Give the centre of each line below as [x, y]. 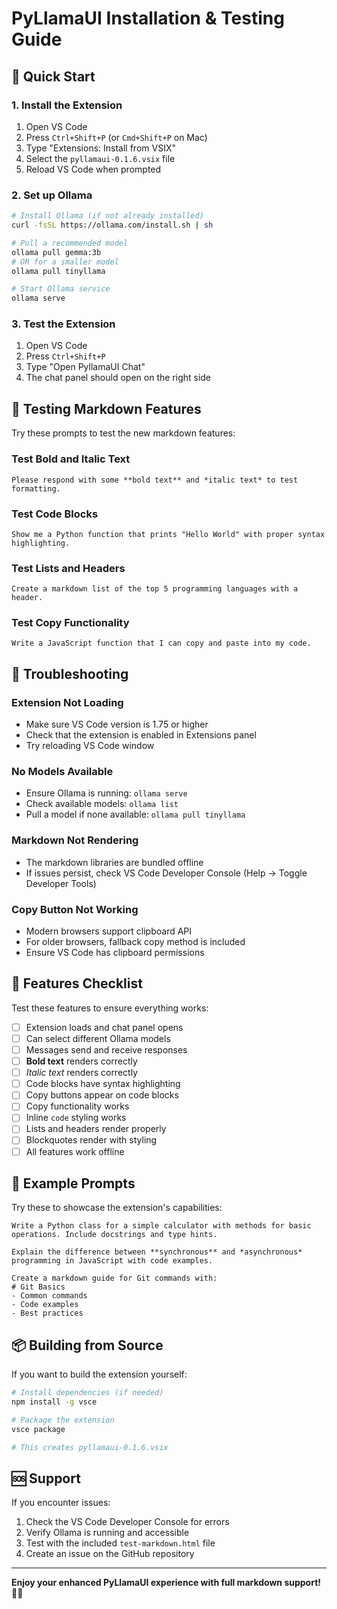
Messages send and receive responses [106, 1049]
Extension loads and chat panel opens [104, 1027]
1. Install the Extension [67, 105]
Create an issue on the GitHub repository [110, 1554]
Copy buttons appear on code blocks [102, 1095]
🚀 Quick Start [53, 76]
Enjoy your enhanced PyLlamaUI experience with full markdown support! [166, 1583]
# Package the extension [63, 1420]
